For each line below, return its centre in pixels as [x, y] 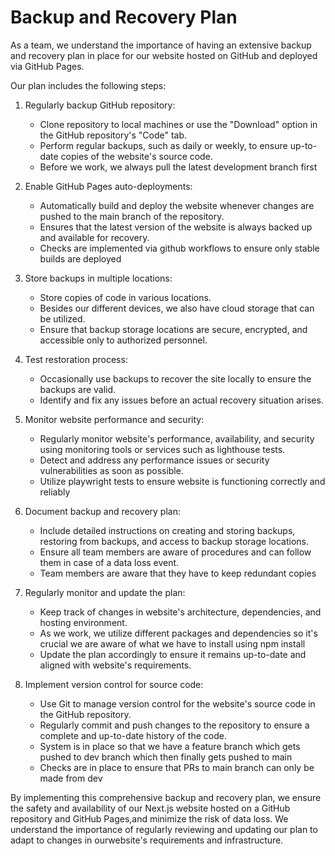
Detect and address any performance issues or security [154, 460]
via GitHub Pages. [47, 66]
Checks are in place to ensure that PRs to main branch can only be [177, 767]
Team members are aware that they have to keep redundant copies [178, 573]
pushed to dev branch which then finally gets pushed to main [166, 757]
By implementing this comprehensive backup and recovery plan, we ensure [166, 797]
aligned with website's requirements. [115, 665]
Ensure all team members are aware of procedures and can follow [175, 552]
